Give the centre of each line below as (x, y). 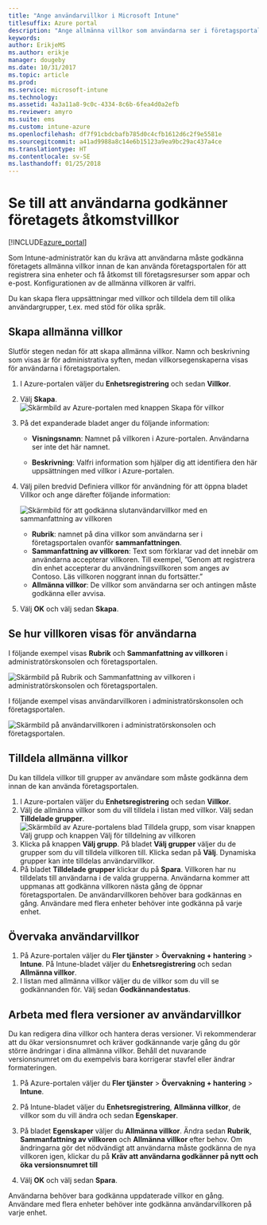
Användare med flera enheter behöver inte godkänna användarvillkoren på (130, 1204)
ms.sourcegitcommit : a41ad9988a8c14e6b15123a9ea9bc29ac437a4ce (115, 141)
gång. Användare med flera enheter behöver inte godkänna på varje (131, 903)
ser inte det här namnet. (71, 446)
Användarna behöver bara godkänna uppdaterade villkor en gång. (116, 1196)
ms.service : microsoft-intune (58, 90)
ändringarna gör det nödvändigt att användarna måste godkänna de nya (138, 1148)
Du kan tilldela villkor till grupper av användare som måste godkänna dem (128, 777)
